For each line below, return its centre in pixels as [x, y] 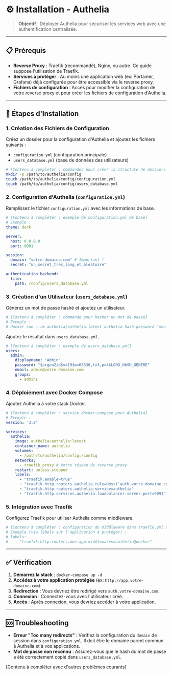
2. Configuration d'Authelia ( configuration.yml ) [66, 197]
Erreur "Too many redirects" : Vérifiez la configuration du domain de [85, 635]
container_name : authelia [43, 446]
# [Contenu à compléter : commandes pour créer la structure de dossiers [86, 170]
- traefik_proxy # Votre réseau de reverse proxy [73, 465]
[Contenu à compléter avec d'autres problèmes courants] [66, 667]
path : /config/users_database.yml [52, 283]
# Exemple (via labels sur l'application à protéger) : [66, 532]
